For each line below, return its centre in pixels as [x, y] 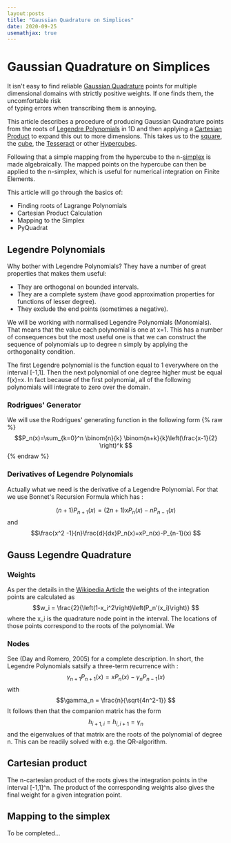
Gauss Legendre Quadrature [70, 555]
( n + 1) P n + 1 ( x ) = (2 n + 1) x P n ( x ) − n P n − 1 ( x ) [116, 511]
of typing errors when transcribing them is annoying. [82, 108]
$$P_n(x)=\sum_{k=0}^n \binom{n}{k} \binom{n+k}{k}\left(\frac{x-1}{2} [116, 438]
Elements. [21, 179]
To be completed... [34, 833]
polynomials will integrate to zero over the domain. [79, 387]
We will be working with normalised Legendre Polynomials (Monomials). [109, 322]
